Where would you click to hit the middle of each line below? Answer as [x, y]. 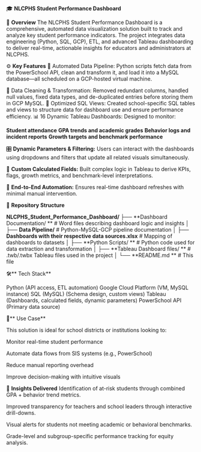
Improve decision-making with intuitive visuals [64, 377]
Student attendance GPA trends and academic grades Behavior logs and [98, 130]
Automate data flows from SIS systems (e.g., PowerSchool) [79, 353]
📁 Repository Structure [35, 205]
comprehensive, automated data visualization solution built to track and [94, 29]
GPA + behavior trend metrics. [43, 395]
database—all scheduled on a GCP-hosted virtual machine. [79, 79]
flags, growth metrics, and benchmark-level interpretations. [80, 175]
